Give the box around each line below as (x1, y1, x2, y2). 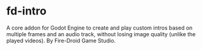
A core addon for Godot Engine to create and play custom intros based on (6, 24, 193, 31)
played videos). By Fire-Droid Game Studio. (6, 37, 116, 44)
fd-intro (6, 4, 47, 18)
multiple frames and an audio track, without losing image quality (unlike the (6, 30, 196, 37)
